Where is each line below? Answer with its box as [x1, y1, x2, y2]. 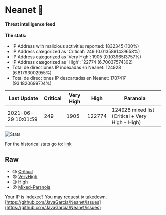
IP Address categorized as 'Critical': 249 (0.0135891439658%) [12, 48, 140, 54]
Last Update [9, 95, 39, 102]
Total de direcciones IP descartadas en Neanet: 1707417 [12, 75, 126, 81]
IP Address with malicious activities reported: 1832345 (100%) [12, 43, 139, 49]
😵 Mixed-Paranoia [12, 184, 51, 190]
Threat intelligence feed [5, 21, 56, 27]
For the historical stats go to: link [5, 141, 72, 147]
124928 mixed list [111, 106, 155, 113]
